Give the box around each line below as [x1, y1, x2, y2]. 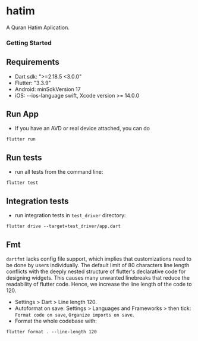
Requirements [6, 57, 59, 67]
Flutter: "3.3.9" [14, 79, 52, 86]
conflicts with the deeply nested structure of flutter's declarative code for [6, 268, 186, 275]
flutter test [6, 180, 39, 186]
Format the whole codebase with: [14, 317, 97, 324]
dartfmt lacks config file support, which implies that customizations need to [6, 255, 192, 262]
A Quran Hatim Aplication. [6, 24, 70, 31]
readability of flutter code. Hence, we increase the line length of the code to [6, 280, 192, 287]
